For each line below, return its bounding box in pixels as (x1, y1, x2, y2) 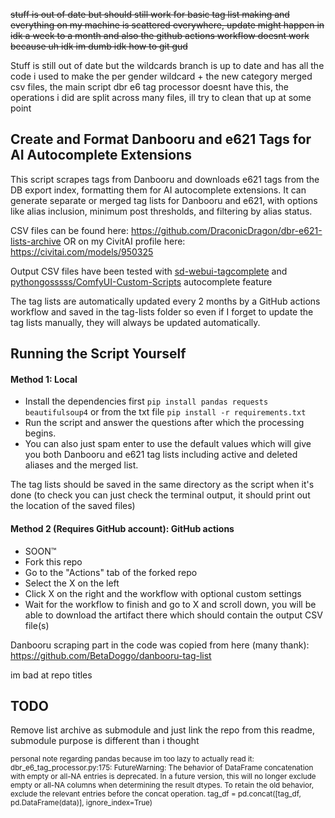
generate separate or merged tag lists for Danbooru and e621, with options (10, 194, 318, 206)
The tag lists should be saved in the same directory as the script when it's (10, 479, 315, 491)
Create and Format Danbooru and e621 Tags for (10, 131, 312, 148)
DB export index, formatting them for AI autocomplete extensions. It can (10, 184, 307, 196)
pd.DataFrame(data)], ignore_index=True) (10, 798, 153, 808)
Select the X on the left (24, 577, 120, 589)
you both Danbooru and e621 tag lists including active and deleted (24, 449, 298, 461)
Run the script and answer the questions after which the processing (24, 417, 305, 429)
